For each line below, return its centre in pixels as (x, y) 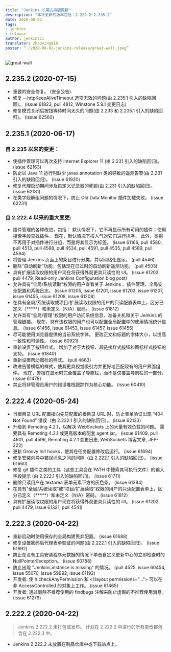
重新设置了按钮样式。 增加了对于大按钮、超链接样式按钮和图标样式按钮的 (89, 347)
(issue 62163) (27, 167)
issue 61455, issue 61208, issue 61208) (54, 297)
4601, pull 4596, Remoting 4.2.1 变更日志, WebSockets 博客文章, (80, 440)
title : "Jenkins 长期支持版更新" (38, 10)
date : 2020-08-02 (24, 19)
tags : (11, 24)
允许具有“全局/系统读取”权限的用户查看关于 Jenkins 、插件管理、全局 (85, 284)
